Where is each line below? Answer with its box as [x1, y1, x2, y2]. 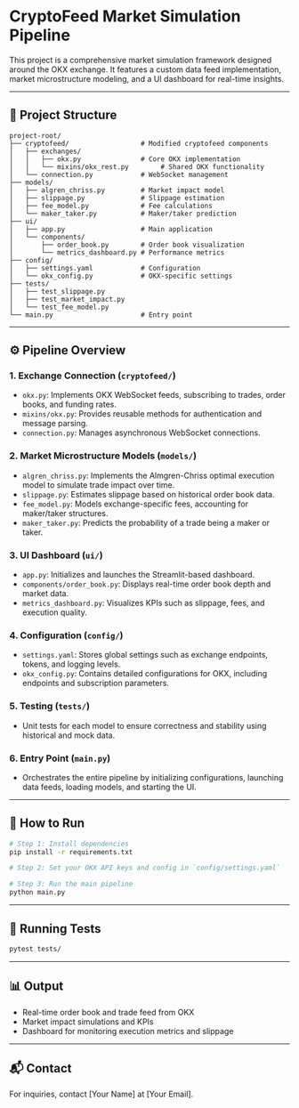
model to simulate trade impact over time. [21, 479, 175, 490]
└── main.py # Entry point [9, 310, 193, 319]
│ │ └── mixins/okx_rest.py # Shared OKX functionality [9, 162, 265, 171]
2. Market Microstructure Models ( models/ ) [9, 449, 198, 462]
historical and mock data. [21, 730, 116, 740]
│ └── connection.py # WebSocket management [9, 170, 229, 179]
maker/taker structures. [21, 507, 109, 518]
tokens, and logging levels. [21, 659, 121, 669]
